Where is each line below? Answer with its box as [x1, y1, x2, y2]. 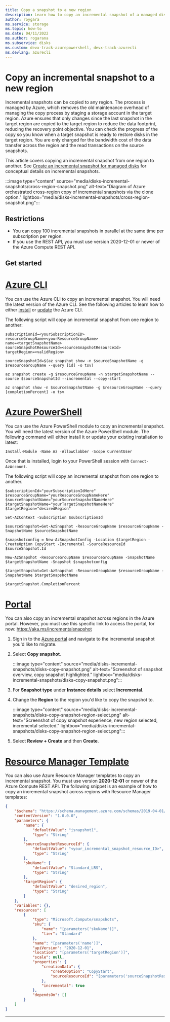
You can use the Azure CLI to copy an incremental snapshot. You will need [5, 296, 160, 302]
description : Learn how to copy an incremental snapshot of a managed [5, 12, 157, 17]
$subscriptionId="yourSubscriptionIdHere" [5, 488, 96, 494]
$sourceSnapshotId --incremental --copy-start [21, 376, 121, 381]
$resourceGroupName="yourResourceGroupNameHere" [5, 493, 110, 498]
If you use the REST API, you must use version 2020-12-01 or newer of [12, 239, 160, 245]
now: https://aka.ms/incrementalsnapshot [5, 626, 92, 632]
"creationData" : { [41, 964, 80, 969]
